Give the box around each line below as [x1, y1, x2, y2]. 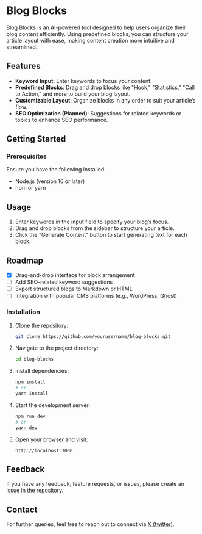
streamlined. [6, 43, 38, 51]
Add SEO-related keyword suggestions [15, 278, 113, 286]
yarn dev [15, 425, 38, 431]
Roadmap [6, 255, 44, 265]
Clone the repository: [15, 322, 69, 329]
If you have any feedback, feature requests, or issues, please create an [6, 480, 184, 488]
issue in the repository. [6, 486, 64, 494]
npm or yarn [15, 184, 46, 192]
